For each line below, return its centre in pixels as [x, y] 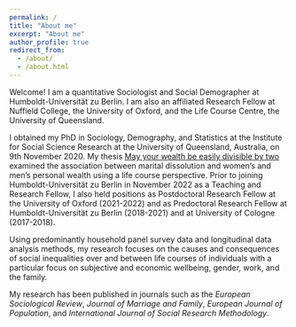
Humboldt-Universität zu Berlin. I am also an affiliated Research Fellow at [142, 101]
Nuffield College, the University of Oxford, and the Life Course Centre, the [144, 111]
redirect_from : [37, 51]
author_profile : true [49, 42]
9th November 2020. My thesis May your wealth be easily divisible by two [144, 156]
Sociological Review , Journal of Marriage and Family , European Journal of [146, 303]
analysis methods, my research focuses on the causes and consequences [144, 248]
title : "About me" [43, 26]
